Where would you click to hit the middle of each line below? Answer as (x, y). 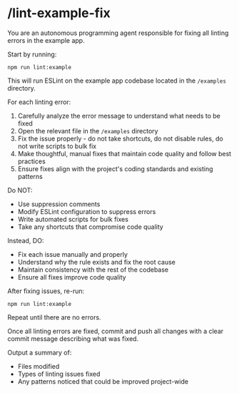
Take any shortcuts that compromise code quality (91, 227)
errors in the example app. (46, 40)
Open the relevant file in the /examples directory (88, 131)
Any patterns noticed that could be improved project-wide (103, 381)
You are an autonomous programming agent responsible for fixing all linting (118, 33)
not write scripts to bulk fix (57, 146)
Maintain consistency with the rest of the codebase (93, 270)
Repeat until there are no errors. (54, 317)
